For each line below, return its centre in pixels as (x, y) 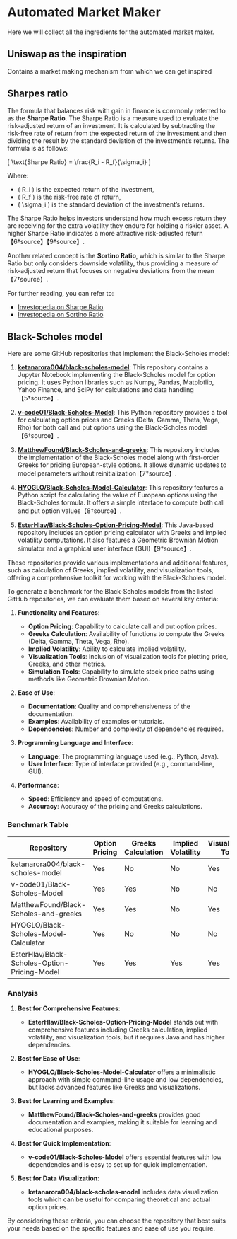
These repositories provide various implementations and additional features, (118, 563)
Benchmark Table (38, 825)
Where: (18, 175)
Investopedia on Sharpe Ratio (60, 307)
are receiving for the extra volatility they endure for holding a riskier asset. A (118, 225)
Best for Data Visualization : (59, 1178)
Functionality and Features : (59, 613)
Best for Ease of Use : (49, 1058)
